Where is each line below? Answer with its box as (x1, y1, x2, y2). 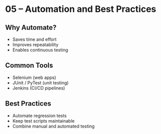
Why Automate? (5, 23, 57, 32)
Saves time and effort (12, 36, 57, 42)
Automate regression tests (12, 113, 67, 119)
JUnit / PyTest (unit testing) (12, 79, 69, 85)
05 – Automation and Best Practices (5, 3, 157, 15)
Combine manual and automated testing (12, 123, 95, 129)
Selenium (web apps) (12, 74, 56, 80)
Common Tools (5, 61, 53, 70)
